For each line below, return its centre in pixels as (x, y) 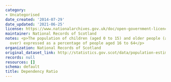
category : (16, 10)
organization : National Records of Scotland (53, 48)
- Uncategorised (22, 15)
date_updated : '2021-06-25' (35, 24)
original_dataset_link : (31, 52)
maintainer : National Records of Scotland (51, 34)
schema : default (22, 67)
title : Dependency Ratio (32, 72)
